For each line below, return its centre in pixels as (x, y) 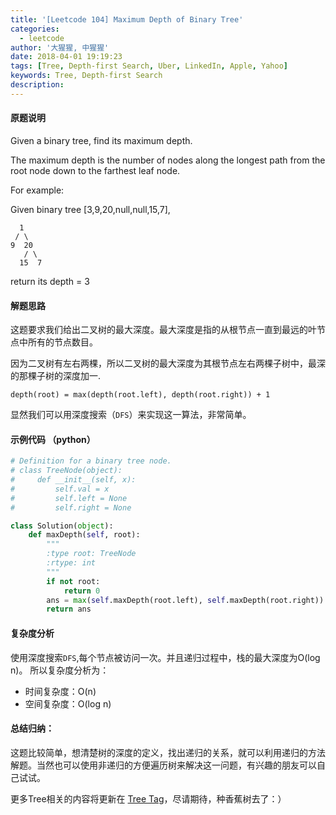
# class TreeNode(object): (66, 471)
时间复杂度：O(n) (60, 691)
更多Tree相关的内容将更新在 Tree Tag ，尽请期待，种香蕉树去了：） (148, 798)
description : (37, 85)
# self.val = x (60, 489)
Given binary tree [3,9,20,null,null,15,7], (90, 209)
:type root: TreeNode (91, 554)
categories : (35, 29)
